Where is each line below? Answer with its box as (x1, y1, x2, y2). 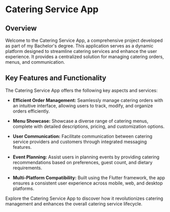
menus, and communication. (5, 59, 65, 65)
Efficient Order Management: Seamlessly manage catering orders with (12, 97, 163, 103)
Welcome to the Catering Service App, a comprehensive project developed (5, 37, 163, 43)
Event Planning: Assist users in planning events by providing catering (12, 154, 160, 160)
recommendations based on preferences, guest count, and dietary (12, 159, 153, 165)
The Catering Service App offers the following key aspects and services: (5, 87, 158, 93)
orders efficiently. (12, 108, 50, 114)
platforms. (12, 185, 35, 192)
